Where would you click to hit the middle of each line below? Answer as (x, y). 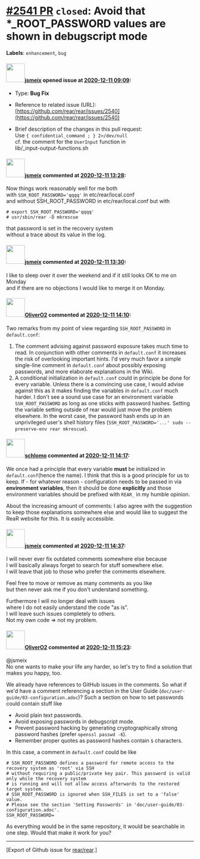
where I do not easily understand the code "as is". (68, 608)
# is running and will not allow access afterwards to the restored (93, 784)
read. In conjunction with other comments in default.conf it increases (100, 352)
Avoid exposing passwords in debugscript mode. (75, 722)
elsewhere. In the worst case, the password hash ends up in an (92, 415)
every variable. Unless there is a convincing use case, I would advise (99, 384)
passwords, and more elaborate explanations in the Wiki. (84, 371)
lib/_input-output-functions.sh (51, 148)
